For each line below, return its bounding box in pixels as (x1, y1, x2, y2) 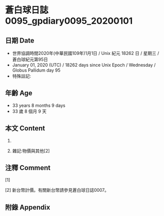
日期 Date (5, 36, 34, 44)
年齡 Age (5, 89, 33, 97)
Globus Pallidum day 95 (12, 67, 61, 73)
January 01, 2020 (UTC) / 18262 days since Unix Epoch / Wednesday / (12, 62, 156, 68)
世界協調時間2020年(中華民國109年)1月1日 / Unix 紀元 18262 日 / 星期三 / (12, 50, 159, 56)
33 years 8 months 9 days (12, 102, 66, 108)
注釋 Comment (5, 164, 51, 172)
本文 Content (5, 124, 45, 132)
